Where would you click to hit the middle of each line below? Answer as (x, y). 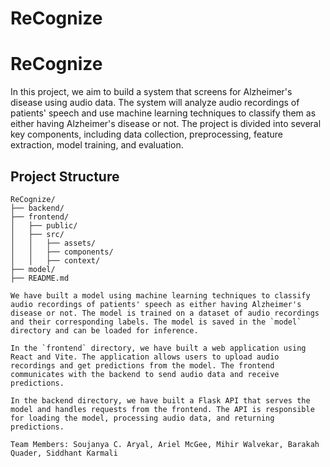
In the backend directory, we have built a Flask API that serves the (160, 400)
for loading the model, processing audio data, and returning (142, 418)
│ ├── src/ (37, 234)
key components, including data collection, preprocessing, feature (147, 134)
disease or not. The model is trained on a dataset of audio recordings (165, 313)
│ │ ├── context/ (55, 260)
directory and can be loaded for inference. (104, 330)
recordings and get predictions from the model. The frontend (142, 365)
